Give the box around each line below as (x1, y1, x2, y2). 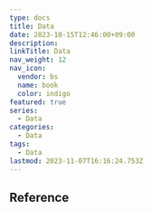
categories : (9, 123, 54, 132)
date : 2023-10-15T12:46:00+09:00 (9, 30, 136, 39)
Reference (9, 189, 70, 205)
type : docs (9, 13, 51, 23)
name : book (17, 81, 59, 90)
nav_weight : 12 (9, 55, 67, 64)
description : (9, 38, 59, 48)
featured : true (9, 97, 67, 107)
